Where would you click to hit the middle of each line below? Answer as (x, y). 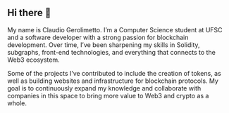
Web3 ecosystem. (33, 60)
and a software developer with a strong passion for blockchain (98, 37)
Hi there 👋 (29, 13)
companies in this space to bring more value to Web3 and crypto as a (108, 95)
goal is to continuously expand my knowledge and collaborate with (104, 88)
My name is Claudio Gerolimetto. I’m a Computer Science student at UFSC (115, 29)
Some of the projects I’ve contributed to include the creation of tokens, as (114, 73)
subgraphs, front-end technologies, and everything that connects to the (112, 52)
